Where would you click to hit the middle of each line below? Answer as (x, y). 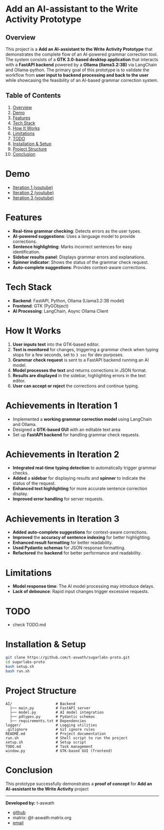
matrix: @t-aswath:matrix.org (42, 817)
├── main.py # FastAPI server (50, 708)
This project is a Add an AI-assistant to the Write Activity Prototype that (79, 49)
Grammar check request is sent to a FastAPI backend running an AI (81, 360)
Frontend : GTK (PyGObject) (40, 306)
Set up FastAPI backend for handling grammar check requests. (76, 435)
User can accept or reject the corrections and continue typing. (76, 386)
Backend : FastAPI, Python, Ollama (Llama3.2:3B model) (68, 300)
